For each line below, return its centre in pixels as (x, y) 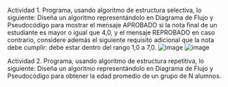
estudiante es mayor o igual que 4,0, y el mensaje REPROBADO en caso (111, 32)
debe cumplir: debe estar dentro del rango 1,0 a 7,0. (82, 47)
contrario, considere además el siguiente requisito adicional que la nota (111, 40)
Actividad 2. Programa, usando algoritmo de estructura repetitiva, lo (106, 61)
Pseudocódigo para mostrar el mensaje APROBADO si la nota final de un (112, 25)
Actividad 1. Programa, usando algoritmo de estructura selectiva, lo (104, 10)
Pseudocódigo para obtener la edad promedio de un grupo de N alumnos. (114, 76)
